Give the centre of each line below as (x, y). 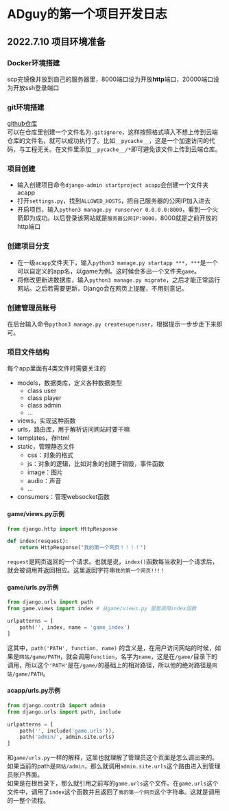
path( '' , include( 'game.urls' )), (67, 731)
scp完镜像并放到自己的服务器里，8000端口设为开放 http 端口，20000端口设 (113, 79)
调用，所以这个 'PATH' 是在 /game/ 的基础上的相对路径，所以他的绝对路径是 (110, 665)
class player (44, 398)
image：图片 (45, 472)
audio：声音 (44, 481)
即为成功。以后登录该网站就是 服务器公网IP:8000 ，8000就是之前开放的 (120, 218)
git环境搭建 (26, 107)
